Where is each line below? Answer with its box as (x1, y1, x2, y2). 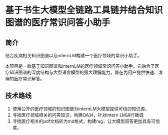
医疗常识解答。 (13, 76, 45, 81)
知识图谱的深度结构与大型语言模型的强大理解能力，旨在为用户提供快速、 (9, 69, 158, 75)
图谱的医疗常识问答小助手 (5, 17, 111, 28)
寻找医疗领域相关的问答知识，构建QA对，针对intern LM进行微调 (12, 112, 144, 118)
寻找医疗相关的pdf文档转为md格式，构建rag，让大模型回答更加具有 (12, 118, 151, 124)
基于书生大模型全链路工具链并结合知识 (5, 4, 163, 16)
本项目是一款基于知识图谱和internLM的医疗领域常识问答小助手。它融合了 (5, 63, 155, 69)
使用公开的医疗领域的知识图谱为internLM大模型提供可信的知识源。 (12, 106, 149, 112)
